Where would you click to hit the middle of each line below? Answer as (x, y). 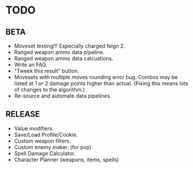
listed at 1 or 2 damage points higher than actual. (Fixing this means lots (101, 83)
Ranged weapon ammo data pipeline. (59, 52)
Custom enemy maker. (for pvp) (53, 147)
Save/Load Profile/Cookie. (46, 134)
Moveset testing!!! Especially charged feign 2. (69, 46)
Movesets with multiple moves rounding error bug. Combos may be (96, 77)
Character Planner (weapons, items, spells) (66, 160)
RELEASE (23, 114)
